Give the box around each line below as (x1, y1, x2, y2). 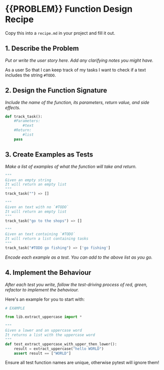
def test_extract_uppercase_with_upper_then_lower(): (5, 342, 117, 346)
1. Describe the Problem (5, 44, 79, 53)
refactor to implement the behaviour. (5, 287, 79, 292)
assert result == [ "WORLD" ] (14, 351, 71, 356)
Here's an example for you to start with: (5, 296, 85, 302)
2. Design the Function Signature (5, 86, 108, 95)
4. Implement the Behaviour (5, 268, 92, 277)
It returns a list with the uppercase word (5, 333, 95, 338)
